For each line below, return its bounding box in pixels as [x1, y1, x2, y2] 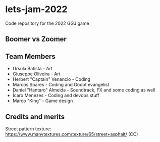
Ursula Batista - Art [12, 66, 53, 72]
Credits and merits [5, 112, 65, 121]
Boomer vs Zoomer [5, 35, 67, 43]
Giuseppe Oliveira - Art [12, 71, 61, 77]
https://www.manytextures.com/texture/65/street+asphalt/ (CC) [5, 131, 138, 137]
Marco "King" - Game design [12, 98, 73, 104]
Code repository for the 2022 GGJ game [5, 20, 89, 26]
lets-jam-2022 [5, 4, 68, 15]
